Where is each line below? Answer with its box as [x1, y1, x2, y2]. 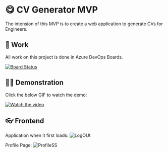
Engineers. [5, 26, 28, 32]
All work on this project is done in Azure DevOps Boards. [5, 54, 123, 60]
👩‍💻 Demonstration [5, 79, 64, 87]
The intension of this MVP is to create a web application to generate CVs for [5, 21, 163, 27]
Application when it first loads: [5, 132, 69, 138]
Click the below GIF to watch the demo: [5, 92, 87, 98]
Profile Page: [5, 142, 32, 148]
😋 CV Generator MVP [5, 4, 98, 16]
